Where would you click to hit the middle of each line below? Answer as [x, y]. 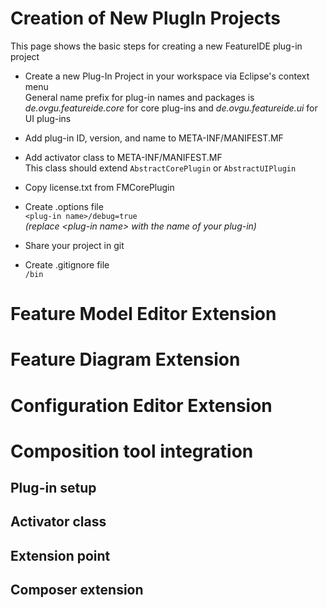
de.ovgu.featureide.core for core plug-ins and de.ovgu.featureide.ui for [171, 108]
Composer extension [77, 590]
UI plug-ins [48, 118]
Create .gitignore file [67, 264]
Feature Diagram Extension [125, 359]
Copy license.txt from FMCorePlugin [99, 187]
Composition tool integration [132, 451]
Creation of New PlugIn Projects [146, 18]
